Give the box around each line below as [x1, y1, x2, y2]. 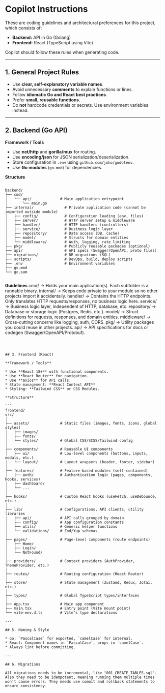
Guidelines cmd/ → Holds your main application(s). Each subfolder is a [5, 282, 149, 288]
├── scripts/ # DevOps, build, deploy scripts [5, 257, 133, 262]
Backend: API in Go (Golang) [12, 34, 71, 40]
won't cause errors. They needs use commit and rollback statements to [5, 679, 155, 684]
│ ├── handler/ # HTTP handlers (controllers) [5, 222, 129, 227]
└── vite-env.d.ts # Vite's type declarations [5, 610, 118, 615]
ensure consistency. [5, 683, 48, 688]
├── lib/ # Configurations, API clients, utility [5, 507, 144, 512]
